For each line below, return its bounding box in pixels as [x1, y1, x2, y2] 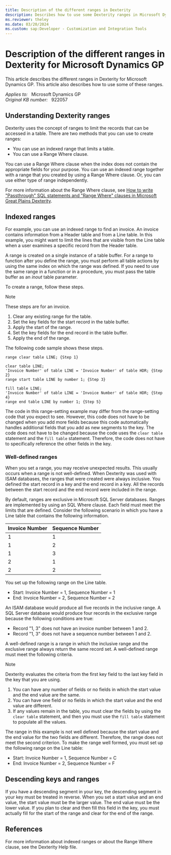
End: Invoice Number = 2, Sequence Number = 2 [12, 594, 116, 601]
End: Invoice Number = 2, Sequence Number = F [12, 760, 116, 766]
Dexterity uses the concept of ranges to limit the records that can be [5, 125, 149, 131]
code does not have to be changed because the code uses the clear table [5, 430, 163, 436]
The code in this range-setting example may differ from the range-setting [5, 408, 159, 414]
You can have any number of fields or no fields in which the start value [12, 686, 161, 693]
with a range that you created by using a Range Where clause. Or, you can [5, 172, 161, 178]
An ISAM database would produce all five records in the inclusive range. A [5, 604, 161, 611]
